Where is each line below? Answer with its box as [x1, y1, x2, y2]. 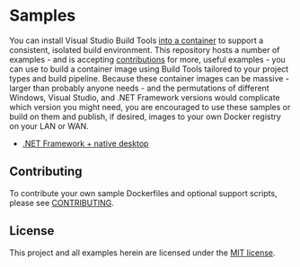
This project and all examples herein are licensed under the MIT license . [9, 247, 276, 258]
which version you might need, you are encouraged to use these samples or [9, 101, 291, 112]
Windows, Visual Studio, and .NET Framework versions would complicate [9, 91, 280, 103]
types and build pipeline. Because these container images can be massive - [9, 73, 290, 83]
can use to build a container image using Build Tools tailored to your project [9, 64, 289, 74]
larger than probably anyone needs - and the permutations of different [9, 82, 269, 93]
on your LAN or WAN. [9, 120, 89, 131]
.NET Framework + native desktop [22, 138, 149, 149]
